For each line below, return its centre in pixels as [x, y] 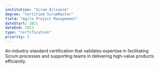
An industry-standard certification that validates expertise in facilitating [77, 51]
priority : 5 [17, 37]
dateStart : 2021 [22, 23]
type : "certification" [28, 32]
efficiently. [16, 61]
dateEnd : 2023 [20, 28]
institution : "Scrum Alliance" [37, 10]
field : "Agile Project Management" [41, 19]
